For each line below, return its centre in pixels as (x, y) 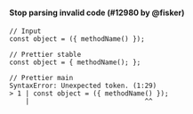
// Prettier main (41, 78)
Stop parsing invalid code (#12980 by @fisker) (97, 12)
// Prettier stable (45, 55)
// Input (25, 31)
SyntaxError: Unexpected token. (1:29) (83, 86)
